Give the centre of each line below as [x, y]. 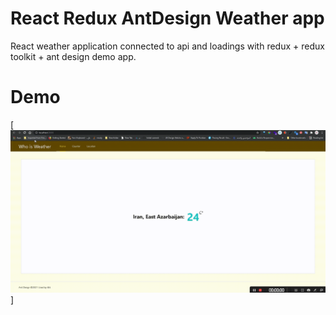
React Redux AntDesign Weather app [167, 18]
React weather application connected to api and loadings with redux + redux [167, 46]
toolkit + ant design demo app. [73, 56]
